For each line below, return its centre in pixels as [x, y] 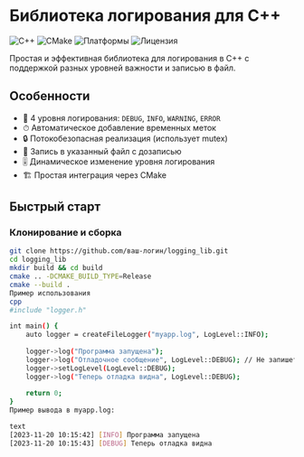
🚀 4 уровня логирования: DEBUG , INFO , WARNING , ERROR [121, 117]
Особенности [50, 96]
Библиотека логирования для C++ [145, 16]
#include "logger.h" [48, 310]
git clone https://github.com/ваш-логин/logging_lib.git [119, 251]
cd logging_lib [38, 260]
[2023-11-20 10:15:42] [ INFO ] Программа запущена [105, 434]
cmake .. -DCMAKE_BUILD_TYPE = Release [81, 276]
